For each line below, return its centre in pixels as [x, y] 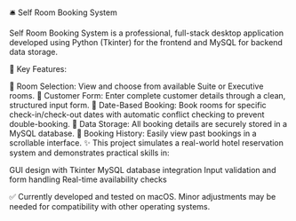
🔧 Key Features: [38, 69]
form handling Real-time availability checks [88, 179]
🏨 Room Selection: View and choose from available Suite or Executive [136, 86]
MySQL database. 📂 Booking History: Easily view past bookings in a [133, 133]
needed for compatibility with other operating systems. [110, 206]
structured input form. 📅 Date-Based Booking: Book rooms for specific [138, 105]
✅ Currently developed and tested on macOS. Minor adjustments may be [143, 197]
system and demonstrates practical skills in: [90, 153]
